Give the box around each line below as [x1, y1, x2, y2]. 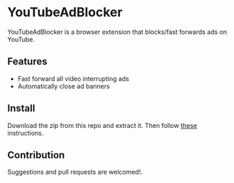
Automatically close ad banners [17, 82, 110, 90]
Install [7, 102, 35, 114]
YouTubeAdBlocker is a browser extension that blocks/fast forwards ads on [7, 28, 228, 36]
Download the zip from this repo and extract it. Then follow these [7, 121, 197, 129]
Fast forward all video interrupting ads [17, 74, 130, 83]
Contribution [7, 149, 65, 161]
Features [7, 56, 48, 68]
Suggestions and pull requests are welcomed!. [7, 167, 143, 177]
